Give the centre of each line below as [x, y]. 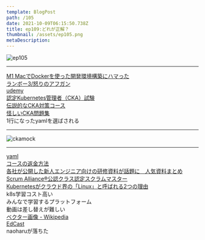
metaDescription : [28, 40]
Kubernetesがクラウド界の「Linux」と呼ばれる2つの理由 [77, 186]
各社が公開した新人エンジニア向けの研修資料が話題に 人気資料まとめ [95, 171]
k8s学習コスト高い [30, 194]
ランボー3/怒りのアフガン [38, 84]
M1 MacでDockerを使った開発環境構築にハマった [68, 76]
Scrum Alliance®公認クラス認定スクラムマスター [67, 179]
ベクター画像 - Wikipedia [38, 217]
